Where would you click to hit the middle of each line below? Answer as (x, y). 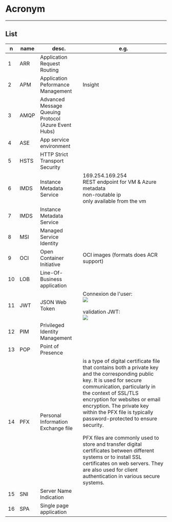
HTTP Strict (54, 154)
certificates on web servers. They (123, 463)
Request (50, 63)
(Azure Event (56, 125)
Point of (49, 346)
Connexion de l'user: (107, 294)
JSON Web (53, 302)
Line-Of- (51, 273)
